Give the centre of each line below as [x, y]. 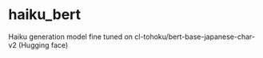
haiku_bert [45, 15]
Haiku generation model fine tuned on [71, 37]
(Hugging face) [44, 44]
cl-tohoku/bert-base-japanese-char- [195, 37]
